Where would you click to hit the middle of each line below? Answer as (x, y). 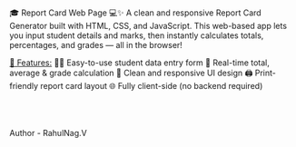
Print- (266, 73)
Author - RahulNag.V (49, 133)
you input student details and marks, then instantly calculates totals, (137, 35)
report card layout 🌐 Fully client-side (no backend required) (152, 86)
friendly (24, 86)
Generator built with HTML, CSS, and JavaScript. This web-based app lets (148, 26)
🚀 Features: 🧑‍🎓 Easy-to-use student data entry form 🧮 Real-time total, (140, 63)
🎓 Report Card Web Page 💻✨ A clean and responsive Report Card (135, 13)
